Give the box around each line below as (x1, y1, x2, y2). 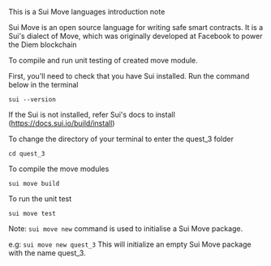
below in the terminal (8, 80, 79, 89)
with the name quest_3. (8, 248, 87, 258)
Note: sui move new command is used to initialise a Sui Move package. (8, 224, 243, 234)
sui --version (8, 96, 57, 104)
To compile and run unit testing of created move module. (8, 56, 199, 65)
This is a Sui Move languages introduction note (8, 7, 166, 16)
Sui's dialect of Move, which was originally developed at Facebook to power (8, 32, 263, 41)
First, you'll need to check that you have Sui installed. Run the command (8, 71, 250, 80)
